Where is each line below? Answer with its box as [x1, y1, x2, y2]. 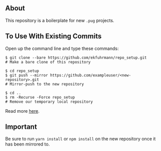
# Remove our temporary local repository [5, 99, 93, 104]
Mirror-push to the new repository [10, 82, 84, 87]
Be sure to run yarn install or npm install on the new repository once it [5, 136, 156, 142]
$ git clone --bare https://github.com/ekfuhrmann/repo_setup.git [5, 55, 147, 60]
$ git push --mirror [5, 72, 49, 78]
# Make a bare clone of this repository [5, 59, 91, 64]
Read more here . [5, 108, 40, 114]
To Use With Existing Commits [5, 32, 102, 41]
